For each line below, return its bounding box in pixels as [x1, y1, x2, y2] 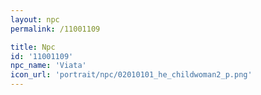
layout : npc [10, 14, 60, 25]
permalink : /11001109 [10, 24, 101, 34]
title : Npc [10, 42, 56, 52]
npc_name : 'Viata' [10, 61, 87, 71]
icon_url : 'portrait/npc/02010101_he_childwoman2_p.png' [10, 70, 253, 80]
